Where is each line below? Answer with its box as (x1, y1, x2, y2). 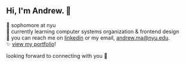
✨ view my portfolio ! (6, 40, 56, 47)
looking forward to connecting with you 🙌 (6, 52, 108, 59)
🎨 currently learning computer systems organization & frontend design (6, 28, 180, 35)
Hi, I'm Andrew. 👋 (6, 6, 72, 16)
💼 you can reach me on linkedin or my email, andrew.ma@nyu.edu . (6, 34, 170, 41)
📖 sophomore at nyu (6, 21, 56, 28)
